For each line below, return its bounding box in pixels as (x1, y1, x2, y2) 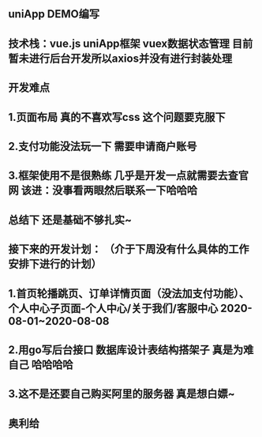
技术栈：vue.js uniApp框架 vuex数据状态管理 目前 (8, 36, 253, 50)
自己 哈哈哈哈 (8, 358, 73, 371)
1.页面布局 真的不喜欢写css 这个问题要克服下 (8, 110, 226, 124)
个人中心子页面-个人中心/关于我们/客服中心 (8, 301, 219, 315)
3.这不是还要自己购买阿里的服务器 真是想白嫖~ (8, 387, 235, 401)
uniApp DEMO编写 (8, 7, 100, 21)
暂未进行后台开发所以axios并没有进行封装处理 (8, 51, 233, 65)
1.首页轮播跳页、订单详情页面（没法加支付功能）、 (8, 287, 250, 300)
